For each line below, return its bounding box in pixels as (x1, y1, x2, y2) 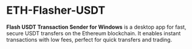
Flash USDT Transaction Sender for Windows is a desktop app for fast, (6, 23, 187, 30)
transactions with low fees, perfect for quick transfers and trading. (6, 36, 173, 43)
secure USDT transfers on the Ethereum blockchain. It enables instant (6, 29, 181, 36)
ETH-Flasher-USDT (6, 4, 106, 17)
